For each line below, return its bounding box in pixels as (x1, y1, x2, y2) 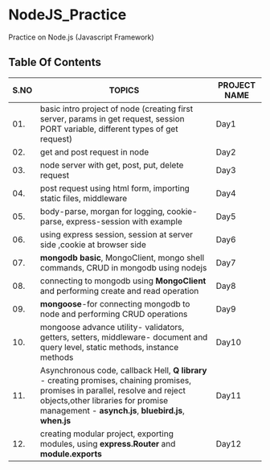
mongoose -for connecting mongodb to (39, 298, 190, 309)
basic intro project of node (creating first (39, 103, 194, 114)
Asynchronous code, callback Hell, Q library (39, 365, 207, 376)
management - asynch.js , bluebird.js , (39, 405, 185, 416)
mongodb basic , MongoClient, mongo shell (39, 252, 205, 263)
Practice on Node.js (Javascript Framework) (8, 32, 154, 42)
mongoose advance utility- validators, (39, 321, 185, 332)
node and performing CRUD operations (39, 308, 188, 320)
